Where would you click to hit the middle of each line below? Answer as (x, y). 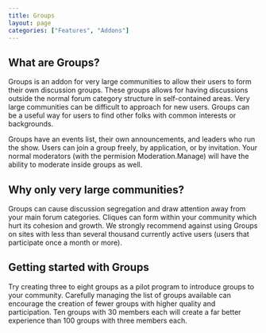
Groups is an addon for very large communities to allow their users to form (130, 82)
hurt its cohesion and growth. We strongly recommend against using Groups (133, 226)
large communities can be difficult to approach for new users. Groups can (129, 107)
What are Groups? (54, 62)
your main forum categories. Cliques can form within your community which (133, 217)
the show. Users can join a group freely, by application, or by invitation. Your (133, 148)
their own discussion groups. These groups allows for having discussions (128, 90)
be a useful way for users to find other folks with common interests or (122, 115)
